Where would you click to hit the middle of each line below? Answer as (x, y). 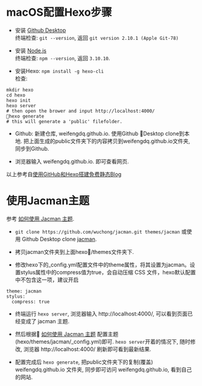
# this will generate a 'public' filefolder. (64, 121)
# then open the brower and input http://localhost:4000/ (80, 111)
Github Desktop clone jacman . (59, 239)
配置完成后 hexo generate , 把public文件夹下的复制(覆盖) (84, 362)
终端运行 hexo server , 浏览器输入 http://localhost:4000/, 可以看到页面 (101, 314)
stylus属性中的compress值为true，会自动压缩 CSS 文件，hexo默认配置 (108, 272)
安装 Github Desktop (40, 30)
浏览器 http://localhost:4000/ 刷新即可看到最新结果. (87, 349)
